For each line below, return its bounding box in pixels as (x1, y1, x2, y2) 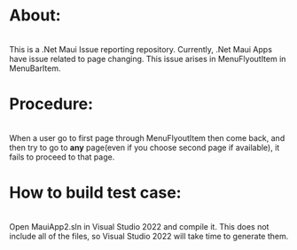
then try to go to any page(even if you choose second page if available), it (9, 142, 280, 152)
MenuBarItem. (9, 63, 61, 74)
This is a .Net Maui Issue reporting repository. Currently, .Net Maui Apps (9, 43, 273, 54)
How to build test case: (9, 183, 182, 203)
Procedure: (9, 94, 94, 114)
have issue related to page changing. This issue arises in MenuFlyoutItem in (9, 53, 286, 64)
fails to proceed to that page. (9, 152, 115, 162)
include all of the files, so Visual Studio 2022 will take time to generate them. (9, 230, 289, 241)
